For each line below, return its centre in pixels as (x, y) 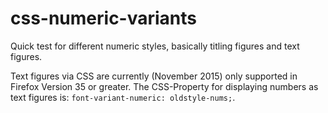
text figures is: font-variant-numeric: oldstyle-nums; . (123, 97)
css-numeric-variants (104, 18)
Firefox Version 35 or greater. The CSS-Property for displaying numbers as (164, 86)
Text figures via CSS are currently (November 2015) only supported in (154, 76)
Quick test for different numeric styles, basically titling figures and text (155, 46)
